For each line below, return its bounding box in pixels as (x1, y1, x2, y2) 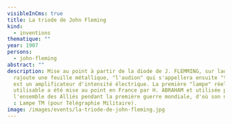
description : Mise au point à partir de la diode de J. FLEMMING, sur (7, 68, 215, 74)
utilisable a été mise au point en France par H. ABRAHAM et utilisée (13, 87, 221, 94)
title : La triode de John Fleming (7, 17, 107, 23)
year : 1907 (7, 42, 39, 49)
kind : (7, 23, 23, 30)
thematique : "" (7, 36, 51, 43)
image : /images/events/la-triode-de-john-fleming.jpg (7, 106, 166, 113)
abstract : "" (7, 61, 45, 68)
